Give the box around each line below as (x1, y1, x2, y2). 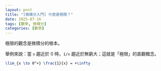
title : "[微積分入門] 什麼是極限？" (5, 12, 73, 17)
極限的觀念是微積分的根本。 (5, 40, 62, 46)
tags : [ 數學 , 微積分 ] (5, 21, 46, 26)
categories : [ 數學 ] (5, 26, 44, 31)
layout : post (5, 7, 32, 12)
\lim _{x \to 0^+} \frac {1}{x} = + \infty (5, 61, 91, 66)
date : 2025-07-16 (5, 16, 41, 21)
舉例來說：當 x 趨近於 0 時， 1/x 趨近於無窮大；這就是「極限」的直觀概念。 (5, 51, 159, 57)
